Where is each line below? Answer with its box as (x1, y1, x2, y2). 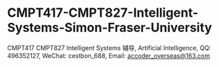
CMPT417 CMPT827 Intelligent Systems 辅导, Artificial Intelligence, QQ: (7, 43, 211, 52)
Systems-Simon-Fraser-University (7, 20, 212, 36)
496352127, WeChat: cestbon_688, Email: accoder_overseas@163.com (7, 51, 211, 60)
